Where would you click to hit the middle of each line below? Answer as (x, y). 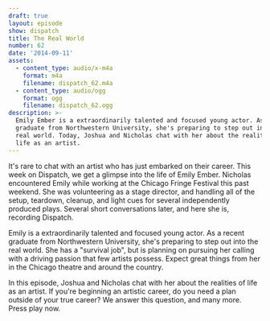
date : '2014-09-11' (41, 53)
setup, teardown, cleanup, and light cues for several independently (119, 200)
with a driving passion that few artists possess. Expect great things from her (135, 258)
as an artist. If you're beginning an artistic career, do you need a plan (122, 291)
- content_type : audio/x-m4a (64, 68)
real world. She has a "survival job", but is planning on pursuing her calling (131, 249)
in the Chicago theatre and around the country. (86, 267)
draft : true (28, 16)
